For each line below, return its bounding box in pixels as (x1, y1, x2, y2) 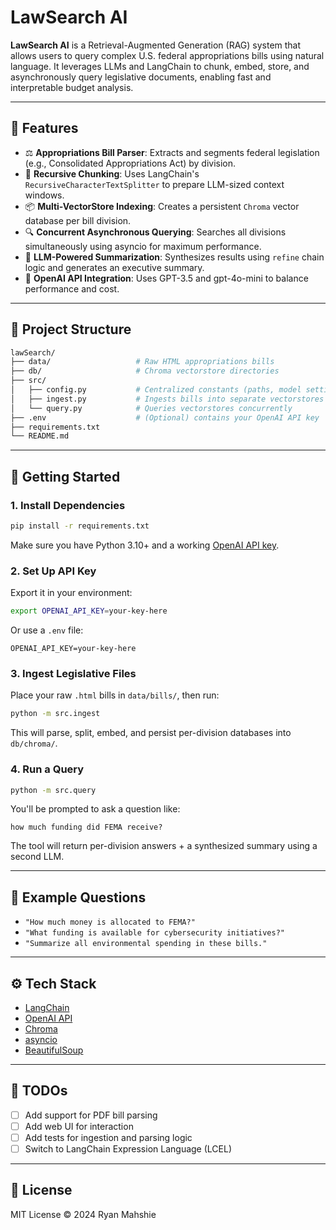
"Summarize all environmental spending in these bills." (24, 939, 268, 949)
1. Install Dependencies (10, 498, 126, 512)
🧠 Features (10, 120, 79, 137)
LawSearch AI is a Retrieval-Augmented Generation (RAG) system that (10, 39, 302, 51)
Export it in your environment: (10, 587, 133, 599)
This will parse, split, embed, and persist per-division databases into (10, 727, 292, 739)
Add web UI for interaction (24, 1120, 134, 1132)
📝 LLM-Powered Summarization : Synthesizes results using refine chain (24, 251, 325, 263)
